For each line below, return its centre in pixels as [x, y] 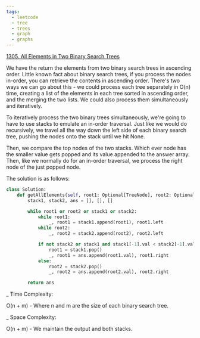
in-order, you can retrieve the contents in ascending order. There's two [93, 80]
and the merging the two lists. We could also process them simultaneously [97, 100]
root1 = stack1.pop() [75, 250]
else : [45, 261]
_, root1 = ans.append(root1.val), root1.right [109, 255]
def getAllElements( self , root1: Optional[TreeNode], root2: [94, 195]
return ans [41, 283]
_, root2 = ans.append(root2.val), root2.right [109, 272]
